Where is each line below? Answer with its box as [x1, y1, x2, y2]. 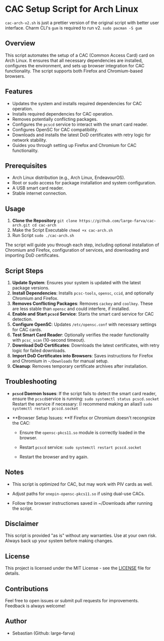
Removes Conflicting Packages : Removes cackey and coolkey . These [12, 301, 153, 306]
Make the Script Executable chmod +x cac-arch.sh [12, 227, 113, 233]
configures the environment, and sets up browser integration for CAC [5, 62, 145, 68]
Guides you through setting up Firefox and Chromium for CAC [12, 142, 137, 148]
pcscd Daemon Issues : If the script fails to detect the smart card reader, [12, 390, 157, 396]
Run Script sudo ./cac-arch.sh [12, 233, 74, 238]
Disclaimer [5, 520, 39, 528]
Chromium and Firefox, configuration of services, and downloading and [5, 247, 149, 253]
